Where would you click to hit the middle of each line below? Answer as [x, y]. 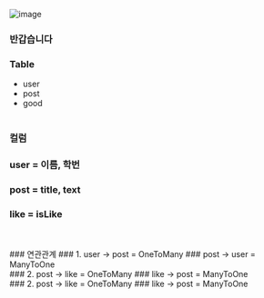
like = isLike [36, 214]
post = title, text [45, 189]
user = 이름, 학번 [45, 165]
